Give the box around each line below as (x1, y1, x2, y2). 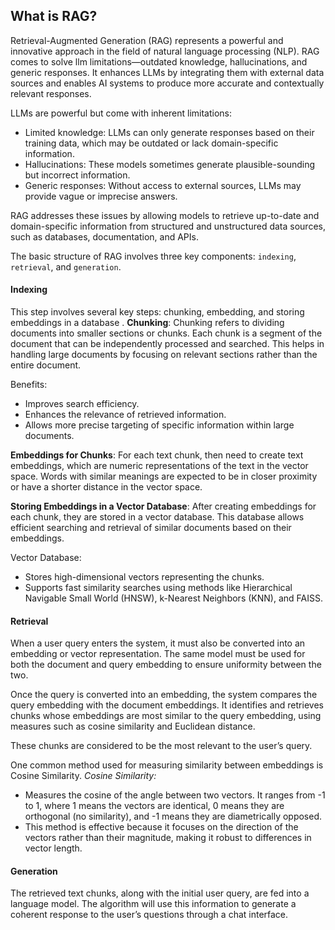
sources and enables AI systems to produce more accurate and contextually (10, 77, 325, 89)
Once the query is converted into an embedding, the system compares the (10, 689, 318, 701)
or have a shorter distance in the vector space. (10, 481, 203, 493)
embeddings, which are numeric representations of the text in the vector (10, 460, 309, 472)
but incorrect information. (24, 169, 131, 181)
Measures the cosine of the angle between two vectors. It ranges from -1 (24, 789, 326, 801)
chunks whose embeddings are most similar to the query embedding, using (10, 710, 322, 722)
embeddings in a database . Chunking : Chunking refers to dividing (10, 317, 285, 329)
